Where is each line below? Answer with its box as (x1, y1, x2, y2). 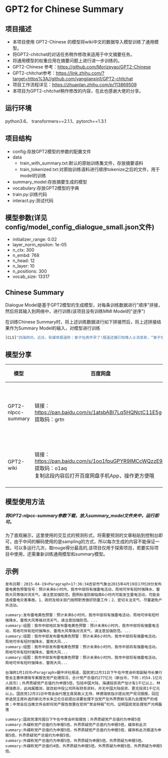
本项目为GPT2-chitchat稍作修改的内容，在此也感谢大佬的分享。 (12, 88, 144, 93)
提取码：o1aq (34, 464, 67, 471)
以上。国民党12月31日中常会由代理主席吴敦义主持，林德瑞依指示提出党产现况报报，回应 (5, 691, 159, 696)
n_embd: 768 (12, 252, 40, 258)
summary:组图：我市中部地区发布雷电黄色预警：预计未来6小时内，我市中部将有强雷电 (5, 623, 156, 628)
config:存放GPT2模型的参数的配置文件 (12, 148, 91, 154)
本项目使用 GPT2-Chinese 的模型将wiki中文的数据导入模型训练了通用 (12, 39, 154, 44)
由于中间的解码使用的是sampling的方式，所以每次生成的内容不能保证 (13, 538, 155, 544)
